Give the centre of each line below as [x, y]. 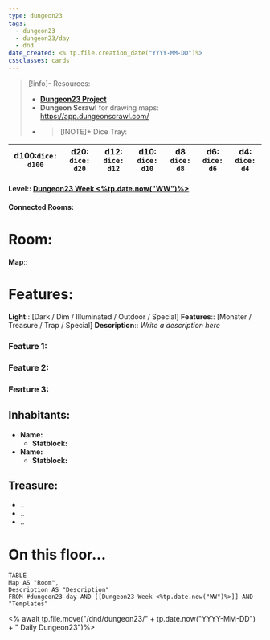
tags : [17, 23]
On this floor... [57, 554]
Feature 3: [29, 389]
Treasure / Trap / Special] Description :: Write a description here [115, 325]
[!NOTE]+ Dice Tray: [93, 131]
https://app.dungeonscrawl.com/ [94, 116]
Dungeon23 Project [73, 99]
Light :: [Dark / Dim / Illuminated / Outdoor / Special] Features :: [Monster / [130, 316]
